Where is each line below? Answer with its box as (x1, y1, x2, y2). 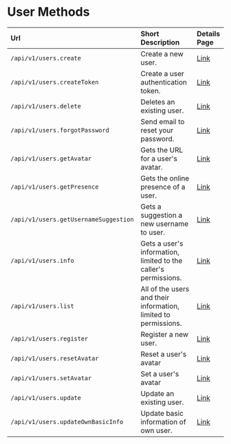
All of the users (140, 284, 190, 294)
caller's (140, 264, 165, 274)
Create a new (140, 49, 184, 58)
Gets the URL (140, 145, 184, 154)
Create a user (140, 69, 184, 78)
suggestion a (140, 210, 183, 220)
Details (197, 29, 221, 38)
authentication (140, 77, 187, 86)
